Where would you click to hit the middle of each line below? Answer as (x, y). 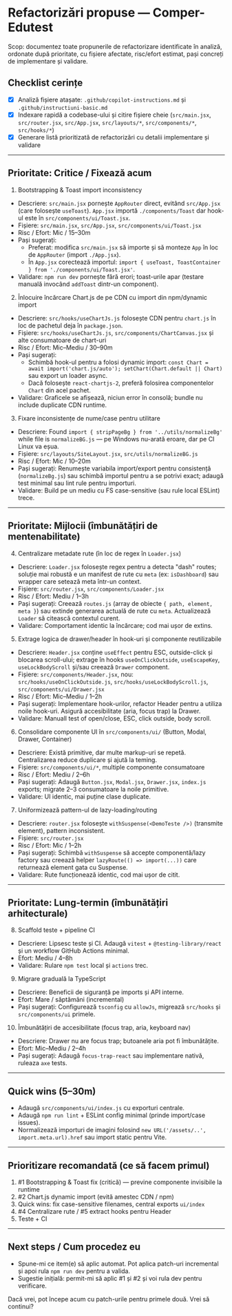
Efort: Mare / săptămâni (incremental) (71, 1000)
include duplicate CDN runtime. (62, 405)
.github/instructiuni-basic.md (63, 108)
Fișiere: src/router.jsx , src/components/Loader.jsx (91, 589)
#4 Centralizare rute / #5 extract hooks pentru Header (94, 1211)
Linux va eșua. (38, 446)
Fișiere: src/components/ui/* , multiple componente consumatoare (111, 767)
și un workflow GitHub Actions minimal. (73, 951)
